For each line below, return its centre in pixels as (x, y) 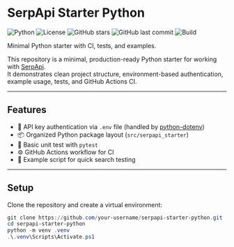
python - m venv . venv (39, 231)
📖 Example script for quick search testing (76, 159)
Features (27, 110)
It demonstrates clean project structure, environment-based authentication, (115, 74)
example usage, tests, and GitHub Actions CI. (72, 81)
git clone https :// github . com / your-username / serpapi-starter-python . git (115, 218)
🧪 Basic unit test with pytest (58, 144)
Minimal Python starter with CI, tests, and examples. (82, 45)
